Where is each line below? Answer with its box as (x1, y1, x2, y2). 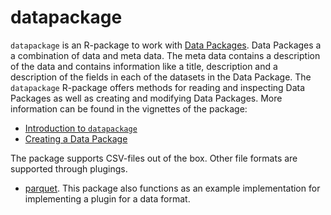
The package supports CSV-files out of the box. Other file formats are (10, 152, 298, 164)
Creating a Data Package (24, 132, 128, 145)
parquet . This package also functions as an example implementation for (24, 182, 321, 194)
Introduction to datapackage (24, 122, 138, 134)
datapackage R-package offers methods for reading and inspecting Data (10, 81, 306, 93)
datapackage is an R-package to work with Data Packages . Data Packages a (10, 39, 322, 51)
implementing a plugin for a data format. (24, 192, 191, 205)
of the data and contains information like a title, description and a (10, 60, 278, 72)
